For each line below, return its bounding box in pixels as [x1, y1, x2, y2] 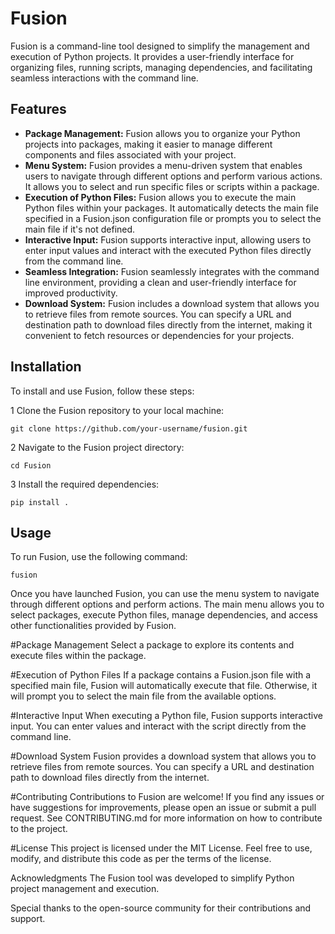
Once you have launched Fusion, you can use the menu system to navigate [10, 588, 320, 600]
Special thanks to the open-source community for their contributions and [10, 902, 312, 914]
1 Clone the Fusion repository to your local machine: [10, 404, 225, 416]
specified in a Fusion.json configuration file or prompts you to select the [24, 212, 322, 224]
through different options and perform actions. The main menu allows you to [10, 598, 325, 611]
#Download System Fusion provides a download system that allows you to [10, 750, 317, 762]
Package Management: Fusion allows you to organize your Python [24, 127, 301, 139]
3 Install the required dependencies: [10, 478, 160, 490]
